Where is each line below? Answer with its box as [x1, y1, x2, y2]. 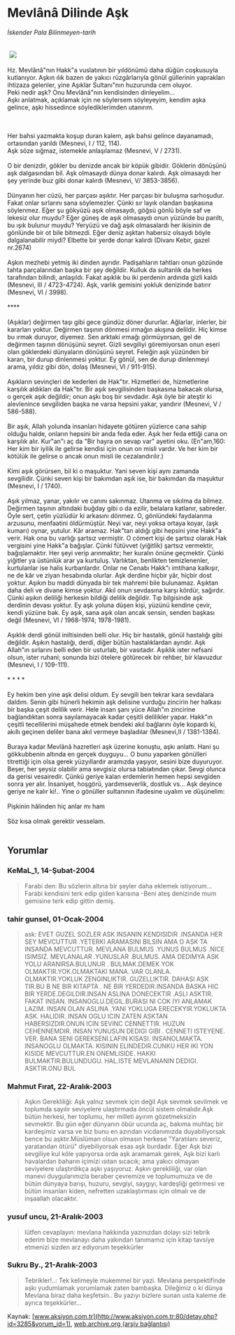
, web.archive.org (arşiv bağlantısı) [70, 1320, 171, 1328]
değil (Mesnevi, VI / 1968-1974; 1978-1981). [7, 616, 131, 624]
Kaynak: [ [7, 1312, 35, 1320]
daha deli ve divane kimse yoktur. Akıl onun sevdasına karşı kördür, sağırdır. [7, 585, 225, 594]
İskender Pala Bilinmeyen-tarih [7, 28, 97, 36]
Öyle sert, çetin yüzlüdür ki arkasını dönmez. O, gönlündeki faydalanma [7, 511, 213, 520]
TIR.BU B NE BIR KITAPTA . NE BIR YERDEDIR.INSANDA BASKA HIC [24, 982, 219, 990]
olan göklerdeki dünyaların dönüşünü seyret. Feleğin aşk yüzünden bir [7, 347, 210, 355]
